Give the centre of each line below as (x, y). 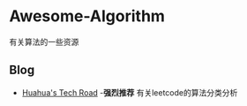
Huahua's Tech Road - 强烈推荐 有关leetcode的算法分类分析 (130, 92)
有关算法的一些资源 (44, 42)
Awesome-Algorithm (87, 16)
